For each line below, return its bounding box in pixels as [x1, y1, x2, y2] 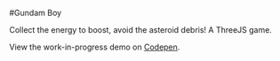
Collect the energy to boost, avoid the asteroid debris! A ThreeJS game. [9, 25, 273, 34]
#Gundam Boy [9, 8, 62, 18]
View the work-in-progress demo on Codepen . [9, 42, 180, 52]
